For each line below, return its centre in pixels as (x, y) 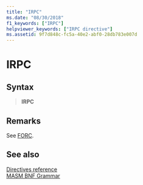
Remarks (24, 121)
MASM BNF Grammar (33, 176)
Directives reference (32, 169)
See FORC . (20, 135)
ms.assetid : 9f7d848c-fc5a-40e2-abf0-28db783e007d (72, 35)
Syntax (20, 87)
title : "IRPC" (24, 12)
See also (23, 155)
